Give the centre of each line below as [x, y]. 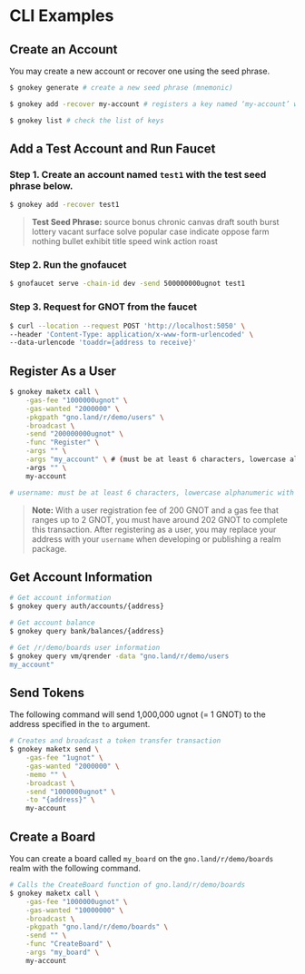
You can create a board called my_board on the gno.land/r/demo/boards [142, 859]
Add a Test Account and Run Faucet [113, 149]
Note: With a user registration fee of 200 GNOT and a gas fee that [155, 510]
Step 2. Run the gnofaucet [68, 265]
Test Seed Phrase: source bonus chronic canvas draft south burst [155, 222]
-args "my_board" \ [63, 953]
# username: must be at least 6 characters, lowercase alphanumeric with [152, 492]
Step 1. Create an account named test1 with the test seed [138, 174]
